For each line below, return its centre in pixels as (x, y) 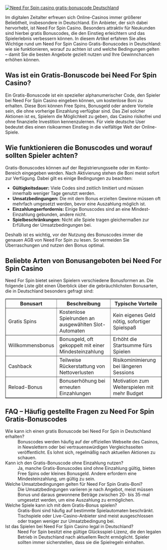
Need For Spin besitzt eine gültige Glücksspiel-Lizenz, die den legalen (89, 532)
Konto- (143, 167)
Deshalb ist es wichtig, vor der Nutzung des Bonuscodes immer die (74, 235)
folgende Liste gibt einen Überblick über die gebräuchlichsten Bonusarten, (82, 286)
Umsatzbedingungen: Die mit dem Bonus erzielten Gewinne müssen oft (86, 198)
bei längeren (128, 366)
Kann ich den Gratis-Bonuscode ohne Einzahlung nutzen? (64, 463)
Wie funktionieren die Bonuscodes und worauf (79, 148)
